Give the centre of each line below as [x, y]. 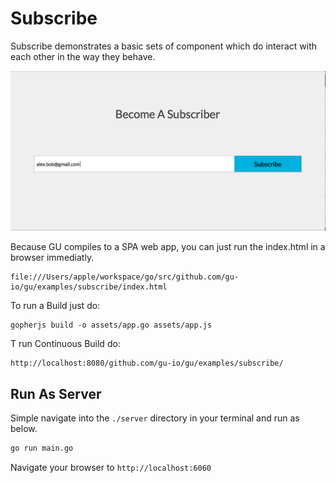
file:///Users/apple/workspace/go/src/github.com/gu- [125, 277]
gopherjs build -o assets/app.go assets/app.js [111, 325]
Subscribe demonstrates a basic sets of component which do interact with [164, 46]
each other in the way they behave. [83, 56]
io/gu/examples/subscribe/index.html [89, 287]
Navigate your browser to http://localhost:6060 [111, 467]
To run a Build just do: [55, 306]
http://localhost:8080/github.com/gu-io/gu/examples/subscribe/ [147, 363]
